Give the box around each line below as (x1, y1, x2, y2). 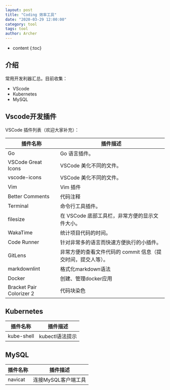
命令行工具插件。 (60, 203, 101, 210)
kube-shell (8, 333, 34, 340)
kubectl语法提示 (38, 333, 77, 340)
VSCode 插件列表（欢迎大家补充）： (5, 126, 79, 133)
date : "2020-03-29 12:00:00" (5, 17, 67, 22)
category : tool (5, 21, 37, 27)
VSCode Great (8, 158, 42, 166)
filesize (8, 215, 25, 222)
